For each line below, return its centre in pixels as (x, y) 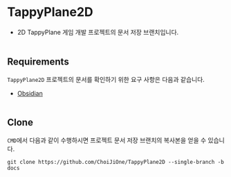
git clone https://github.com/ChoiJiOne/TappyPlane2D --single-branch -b (116, 162)
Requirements (38, 62)
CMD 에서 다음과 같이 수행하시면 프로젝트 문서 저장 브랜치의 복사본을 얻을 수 (107, 140)
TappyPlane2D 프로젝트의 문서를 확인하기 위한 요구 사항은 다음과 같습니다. (106, 79)
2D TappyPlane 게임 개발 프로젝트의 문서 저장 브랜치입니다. (98, 32)
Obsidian (30, 93)
